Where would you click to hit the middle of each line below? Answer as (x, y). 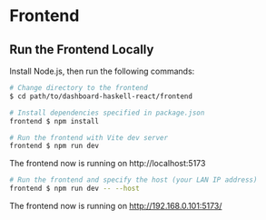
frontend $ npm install (54, 121)
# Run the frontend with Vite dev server (89, 137)
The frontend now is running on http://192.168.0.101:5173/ (116, 206)
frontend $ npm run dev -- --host (75, 189)
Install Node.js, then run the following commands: (102, 71)
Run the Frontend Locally (82, 50)
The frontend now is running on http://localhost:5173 (108, 164)
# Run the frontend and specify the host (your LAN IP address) (133, 180)
